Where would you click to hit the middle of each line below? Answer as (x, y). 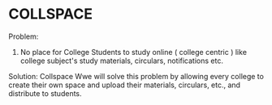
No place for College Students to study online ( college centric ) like (134, 52)
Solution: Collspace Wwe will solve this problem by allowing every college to (136, 76)
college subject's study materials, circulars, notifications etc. (121, 61)
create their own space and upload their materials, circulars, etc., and (125, 85)
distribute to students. (45, 93)
